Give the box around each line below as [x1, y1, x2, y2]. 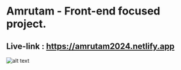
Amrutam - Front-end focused [6, 4, 160, 18]
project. [6, 17, 46, 31]
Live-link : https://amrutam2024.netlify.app [6, 41, 175, 51]
